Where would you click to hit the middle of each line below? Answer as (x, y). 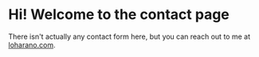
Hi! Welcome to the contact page (119, 15)
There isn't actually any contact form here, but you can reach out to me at (129, 36)
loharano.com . (32, 44)
